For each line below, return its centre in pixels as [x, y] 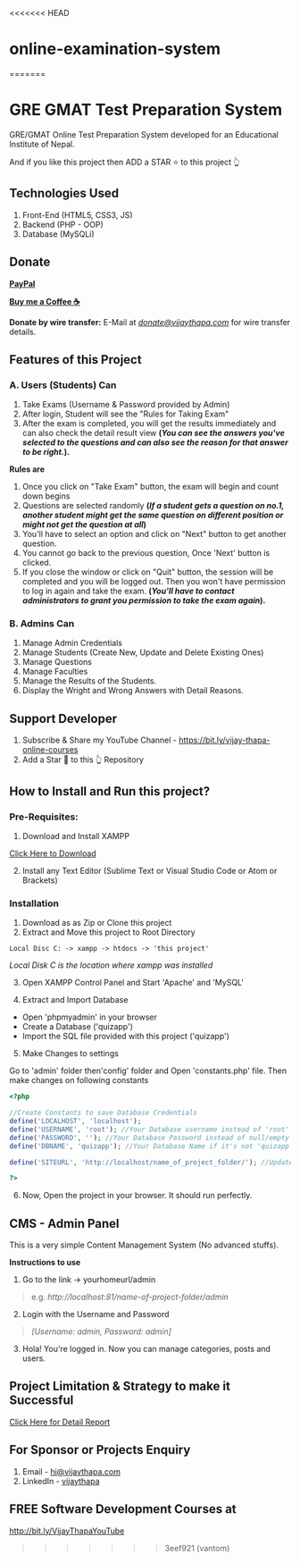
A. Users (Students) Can [63, 385]
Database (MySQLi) [58, 234]
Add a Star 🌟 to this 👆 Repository [83, 760]
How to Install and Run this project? [110, 791]
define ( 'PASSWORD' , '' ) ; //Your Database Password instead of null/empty [150, 1138]
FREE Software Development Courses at [123, 1509]
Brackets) [40, 880]
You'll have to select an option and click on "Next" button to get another [154, 534]
